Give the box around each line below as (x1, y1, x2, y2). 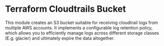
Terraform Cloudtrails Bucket (5, 3, 126, 15)
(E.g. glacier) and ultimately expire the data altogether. (5, 35, 115, 41)
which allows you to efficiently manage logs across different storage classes (5, 30, 159, 36)
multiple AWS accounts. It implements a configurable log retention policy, (5, 24, 153, 30)
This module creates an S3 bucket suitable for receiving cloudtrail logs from (5, 20, 158, 25)
